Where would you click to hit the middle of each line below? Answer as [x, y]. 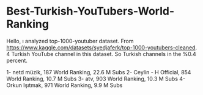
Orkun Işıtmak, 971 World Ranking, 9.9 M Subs [65, 85]
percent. [17, 60]
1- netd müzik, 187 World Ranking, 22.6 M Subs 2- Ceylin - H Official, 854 [99, 72]
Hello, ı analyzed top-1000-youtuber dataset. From [70, 41]
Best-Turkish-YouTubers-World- [90, 11]
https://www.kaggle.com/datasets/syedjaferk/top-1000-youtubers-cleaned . [102, 47]
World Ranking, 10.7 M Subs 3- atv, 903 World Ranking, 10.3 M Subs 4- [96, 79]
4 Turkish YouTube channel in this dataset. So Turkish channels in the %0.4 [102, 54]
